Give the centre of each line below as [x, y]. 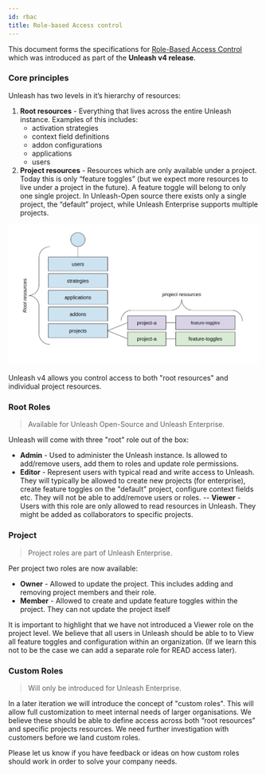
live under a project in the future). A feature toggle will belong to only [133, 187]
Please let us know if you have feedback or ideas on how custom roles [124, 752]
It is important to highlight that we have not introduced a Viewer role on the [131, 624]
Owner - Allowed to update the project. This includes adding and [126, 583]
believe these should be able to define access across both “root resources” [132, 720]
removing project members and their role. [88, 592]
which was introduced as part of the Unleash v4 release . [102, 57]
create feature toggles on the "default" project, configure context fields [137, 489]
